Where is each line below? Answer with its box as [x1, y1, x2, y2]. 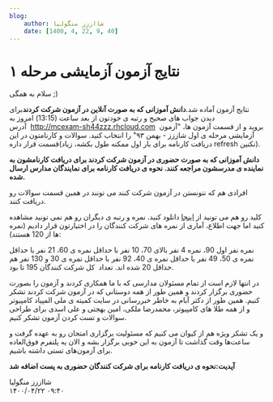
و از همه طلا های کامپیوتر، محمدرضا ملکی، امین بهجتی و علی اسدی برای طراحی [9, 304, 250, 313]
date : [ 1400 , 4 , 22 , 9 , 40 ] [23, 27, 118, 35]
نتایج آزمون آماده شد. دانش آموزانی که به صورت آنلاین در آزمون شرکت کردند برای [9, 105, 250, 115]
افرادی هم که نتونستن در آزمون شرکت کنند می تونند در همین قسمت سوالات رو [9, 188, 248, 197]
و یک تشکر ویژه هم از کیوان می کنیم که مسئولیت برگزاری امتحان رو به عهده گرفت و [9, 328, 264, 338]
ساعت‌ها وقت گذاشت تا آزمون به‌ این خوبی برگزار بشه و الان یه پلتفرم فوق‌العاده [9, 337, 250, 347]
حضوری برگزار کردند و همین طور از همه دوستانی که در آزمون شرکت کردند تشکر [9, 287, 254, 296]
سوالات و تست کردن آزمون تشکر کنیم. [9, 313, 127, 322]
